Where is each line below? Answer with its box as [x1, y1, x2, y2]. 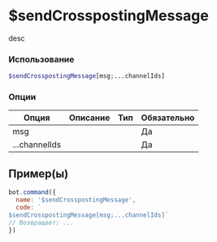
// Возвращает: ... [8, 218, 75, 227]
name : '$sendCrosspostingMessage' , [15, 196, 137, 205]
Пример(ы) [8, 166, 69, 180]
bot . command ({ [8, 188, 57, 197]
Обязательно [141, 112, 195, 123]
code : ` [15, 203, 42, 211]
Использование [8, 54, 75, 65]
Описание [68, 112, 111, 123]
